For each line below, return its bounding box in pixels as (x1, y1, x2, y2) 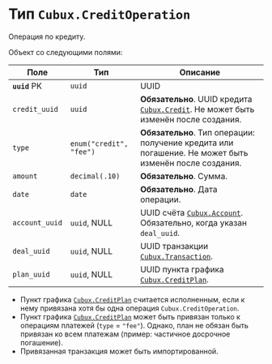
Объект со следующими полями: (8, 47, 123, 57)
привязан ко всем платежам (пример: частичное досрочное (19, 329, 231, 339)
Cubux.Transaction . (140, 251, 213, 262)
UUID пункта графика (140, 263, 224, 275)
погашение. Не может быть (140, 147, 249, 158)
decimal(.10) (70, 171, 121, 181)
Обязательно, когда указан (140, 216, 247, 228)
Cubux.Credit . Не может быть (140, 103, 255, 114)
